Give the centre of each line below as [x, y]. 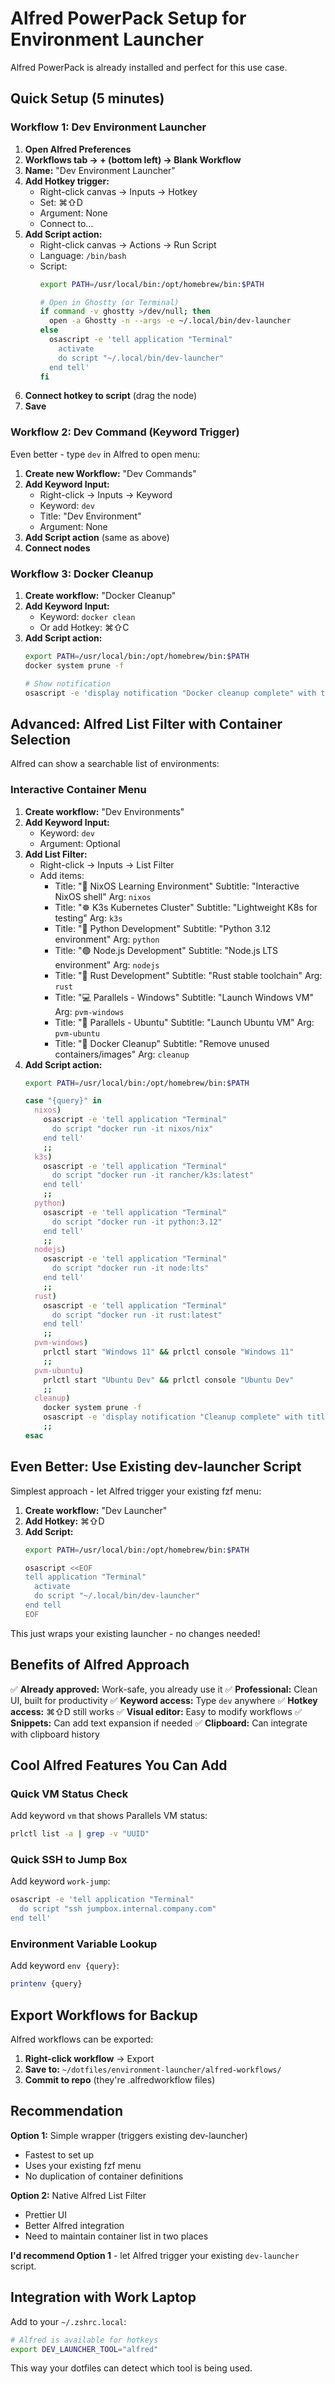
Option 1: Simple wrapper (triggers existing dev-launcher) [129, 2135]
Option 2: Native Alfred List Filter [78, 2195]
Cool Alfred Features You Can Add [119, 1765]
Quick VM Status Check [69, 1794]
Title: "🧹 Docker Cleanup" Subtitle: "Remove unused [162, 1043]
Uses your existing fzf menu [83, 2165]
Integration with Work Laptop [103, 2297]
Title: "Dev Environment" [90, 516]
